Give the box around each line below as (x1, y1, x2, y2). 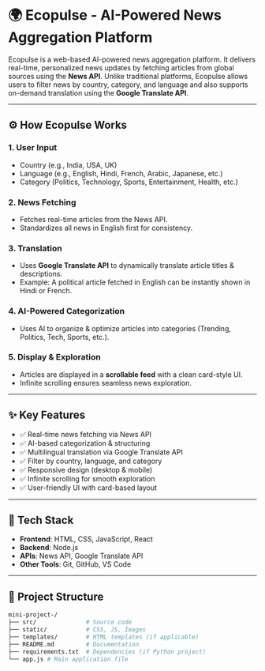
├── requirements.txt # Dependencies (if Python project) (8, 647, 207, 656)
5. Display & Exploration (8, 352, 101, 363)
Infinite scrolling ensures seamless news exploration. (19, 378, 192, 387)
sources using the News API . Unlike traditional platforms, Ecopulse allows (8, 71, 248, 81)
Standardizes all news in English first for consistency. (19, 223, 193, 232)
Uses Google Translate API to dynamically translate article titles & (19, 261, 234, 270)
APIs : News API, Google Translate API (19, 551, 144, 561)
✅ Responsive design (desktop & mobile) (19, 465, 153, 474)
